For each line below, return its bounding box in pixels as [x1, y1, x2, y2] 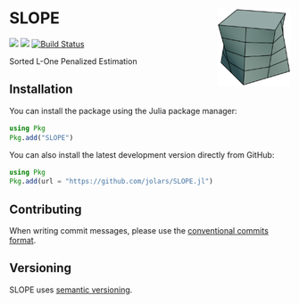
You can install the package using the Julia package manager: [9, 105, 238, 116]
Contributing [9, 201, 82, 217]
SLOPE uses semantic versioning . [9, 284, 133, 295]
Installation [9, 82, 73, 97]
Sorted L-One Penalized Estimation [9, 55, 137, 66]
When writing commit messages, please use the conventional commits [9, 226, 270, 236]
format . [9, 235, 37, 246]
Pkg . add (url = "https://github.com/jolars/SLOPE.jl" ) [9, 177, 214, 186]
